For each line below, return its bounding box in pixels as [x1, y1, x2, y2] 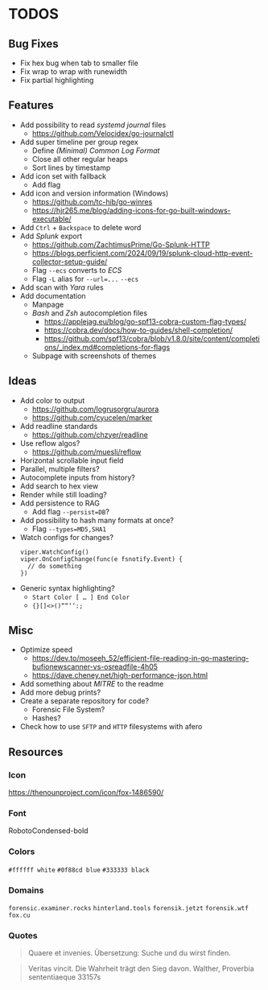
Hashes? [31, 713, 62, 723]
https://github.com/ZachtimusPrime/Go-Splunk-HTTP [31, 239, 211, 250]
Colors [8, 846, 35, 857]
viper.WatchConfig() [19, 548, 89, 556]
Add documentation [19, 291, 86, 300]
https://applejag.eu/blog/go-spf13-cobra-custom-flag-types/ [43, 316, 247, 326]
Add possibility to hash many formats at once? [19, 515, 175, 525]
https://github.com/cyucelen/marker [31, 412, 153, 423]
